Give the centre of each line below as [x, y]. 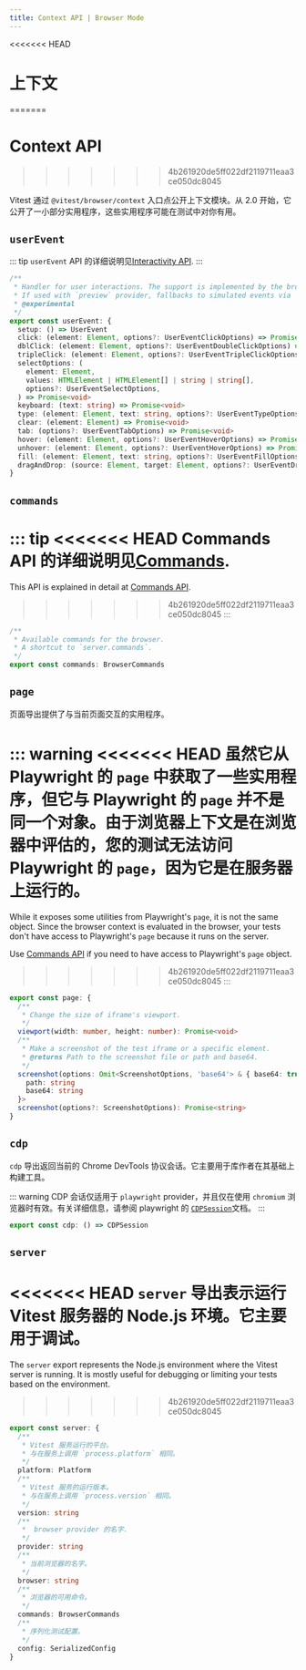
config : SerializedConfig [67, 1648]
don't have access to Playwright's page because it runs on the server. [139, 936]
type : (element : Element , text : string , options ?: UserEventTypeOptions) [160, 414]
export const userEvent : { [61, 321]
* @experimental [44, 304]
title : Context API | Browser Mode [77, 18]
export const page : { [51, 998]
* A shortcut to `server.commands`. [83, 648]
